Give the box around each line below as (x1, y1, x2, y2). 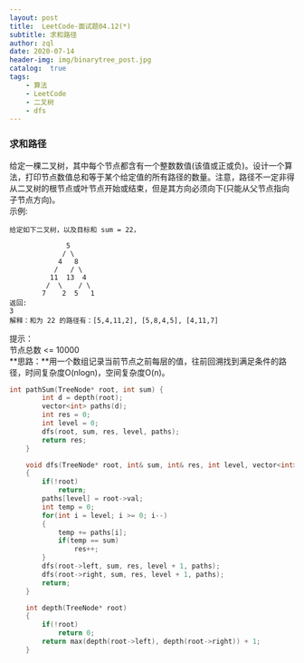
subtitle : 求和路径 (9, 30, 78, 39)
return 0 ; (57, 629, 95, 638)
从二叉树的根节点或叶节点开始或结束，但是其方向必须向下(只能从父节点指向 (9, 182, 290, 193)
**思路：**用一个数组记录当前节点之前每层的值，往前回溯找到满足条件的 (9, 356, 280, 366)
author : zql (9, 38, 54, 48)
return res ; (42, 435, 88, 444)
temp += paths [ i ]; (57, 528, 128, 537)
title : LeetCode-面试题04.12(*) (9, 22, 131, 31)
